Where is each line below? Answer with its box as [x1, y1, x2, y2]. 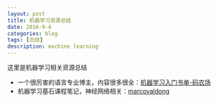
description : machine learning [7, 43, 99, 50]
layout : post [7, 10, 46, 18]
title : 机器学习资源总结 [7, 17, 71, 24]
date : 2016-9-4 [7, 23, 52, 30]
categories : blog [7, 30, 58, 37]
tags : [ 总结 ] [7, 37, 43, 44]
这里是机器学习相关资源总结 [7, 63, 88, 71]
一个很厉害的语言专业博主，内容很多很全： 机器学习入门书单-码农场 [17, 78, 212, 87]
